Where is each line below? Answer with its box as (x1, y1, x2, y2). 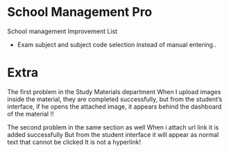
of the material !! (7, 109, 54, 118)
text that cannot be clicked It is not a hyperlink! (7, 138, 142, 146)
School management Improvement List (7, 27, 118, 35)
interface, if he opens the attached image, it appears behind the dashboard (7, 102, 222, 111)
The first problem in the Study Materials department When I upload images (7, 87, 221, 96)
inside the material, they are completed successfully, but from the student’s (7, 95, 223, 103)
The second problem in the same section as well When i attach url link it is (7, 123, 219, 132)
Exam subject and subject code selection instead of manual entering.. (17, 40, 217, 48)
